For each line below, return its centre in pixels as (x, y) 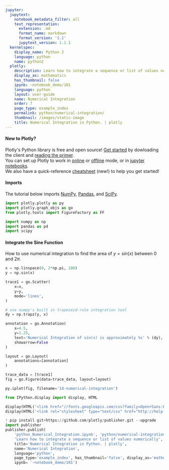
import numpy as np (26, 222)
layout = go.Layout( (27, 356)
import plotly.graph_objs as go (39, 208)
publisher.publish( (26, 430)
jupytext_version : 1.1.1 (45, 43)
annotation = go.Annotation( (36, 324)
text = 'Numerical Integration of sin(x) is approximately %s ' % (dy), (89, 338)
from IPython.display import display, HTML (52, 397)
